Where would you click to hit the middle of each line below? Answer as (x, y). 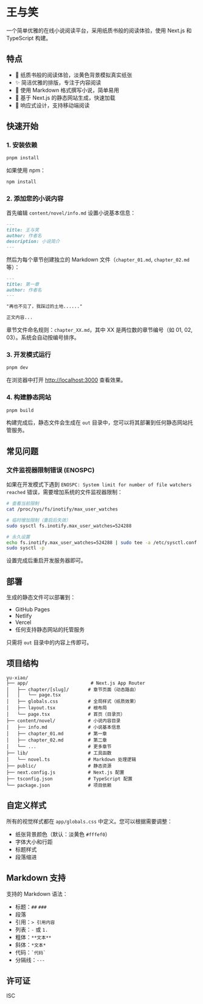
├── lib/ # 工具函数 (59, 753)
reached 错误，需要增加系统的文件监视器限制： (65, 492)
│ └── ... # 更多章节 (59, 746)
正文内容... (20, 318)
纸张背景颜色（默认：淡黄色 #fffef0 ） (63, 834)
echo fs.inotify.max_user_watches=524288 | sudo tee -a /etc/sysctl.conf (102, 542)
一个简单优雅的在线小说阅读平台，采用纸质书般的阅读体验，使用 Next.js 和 (99, 30)
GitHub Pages (33, 610)
